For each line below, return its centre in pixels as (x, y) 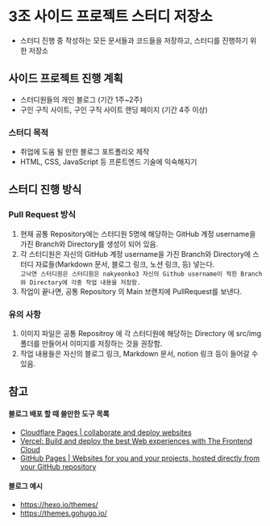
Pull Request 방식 (42, 215)
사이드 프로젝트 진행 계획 (66, 79)
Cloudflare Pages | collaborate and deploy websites (106, 432)
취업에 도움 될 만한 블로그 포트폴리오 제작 (85, 152)
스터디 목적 (29, 133)
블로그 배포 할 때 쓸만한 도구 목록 (59, 414)
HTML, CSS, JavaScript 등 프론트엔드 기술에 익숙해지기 (108, 162)
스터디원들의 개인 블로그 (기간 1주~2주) (81, 99)
